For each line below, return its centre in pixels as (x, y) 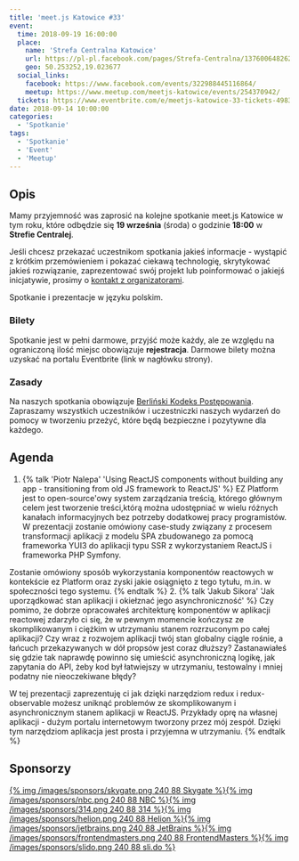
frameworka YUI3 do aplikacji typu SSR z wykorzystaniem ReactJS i (147, 545)
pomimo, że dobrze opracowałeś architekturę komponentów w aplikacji (140, 610)
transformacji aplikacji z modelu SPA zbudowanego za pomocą (137, 536)
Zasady (26, 382)
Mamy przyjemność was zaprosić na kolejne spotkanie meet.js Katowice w (146, 215)
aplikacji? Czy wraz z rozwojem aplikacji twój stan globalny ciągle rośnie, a (146, 638)
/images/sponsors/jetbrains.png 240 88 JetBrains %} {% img (121, 828)
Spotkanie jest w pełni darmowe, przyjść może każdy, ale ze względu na (142, 340)
